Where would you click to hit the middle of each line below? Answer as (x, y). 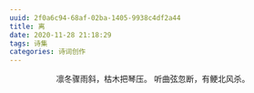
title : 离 (27, 26)
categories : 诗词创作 (48, 52)
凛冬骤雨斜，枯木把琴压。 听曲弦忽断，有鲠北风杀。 (153, 79)
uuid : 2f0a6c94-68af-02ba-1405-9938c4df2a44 (95, 18)
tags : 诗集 (29, 43)
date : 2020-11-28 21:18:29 (61, 35)
